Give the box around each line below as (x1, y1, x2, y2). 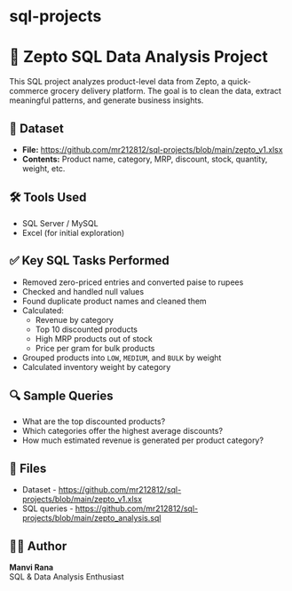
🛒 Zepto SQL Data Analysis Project (9, 47, 268, 67)
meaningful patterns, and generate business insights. (9, 95, 204, 106)
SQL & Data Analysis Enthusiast (9, 571, 124, 582)
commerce (9, 86, 49, 97)
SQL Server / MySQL (21, 217, 99, 228)
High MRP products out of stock (35, 333, 153, 343)
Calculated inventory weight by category (21, 361, 171, 372)
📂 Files (9, 461, 47, 476)
